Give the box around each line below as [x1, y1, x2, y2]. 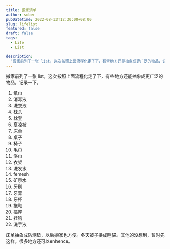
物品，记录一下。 [6, 79, 41, 86]
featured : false [6, 26, 40, 31]
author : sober [6, 12, 36, 17]
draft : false [6, 31, 33, 36]
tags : [6, 36, 17, 41]
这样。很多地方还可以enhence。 [6, 238, 73, 244]
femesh [13, 171, 29, 177]
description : [6, 54, 33, 59]
